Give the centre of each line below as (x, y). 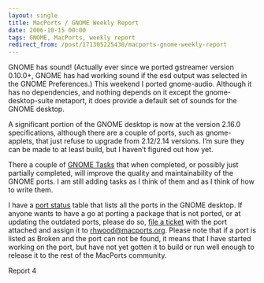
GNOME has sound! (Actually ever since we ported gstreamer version (121, 67)
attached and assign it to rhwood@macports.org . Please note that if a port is (132, 230)
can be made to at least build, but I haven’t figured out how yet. (111, 150)
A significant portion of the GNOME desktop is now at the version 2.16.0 (125, 125)
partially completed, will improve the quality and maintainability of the (121, 173)
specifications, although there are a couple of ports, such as (106, 133)
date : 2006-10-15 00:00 (47, 30)
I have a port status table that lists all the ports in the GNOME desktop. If (125, 205)
